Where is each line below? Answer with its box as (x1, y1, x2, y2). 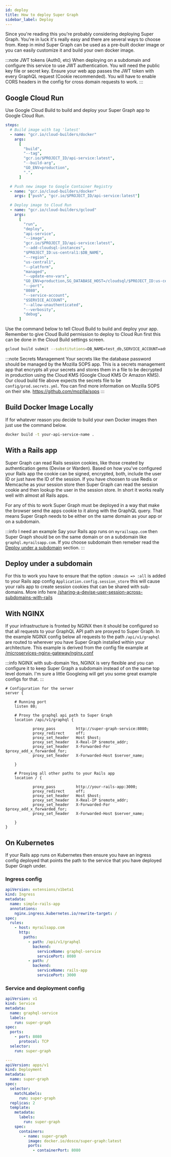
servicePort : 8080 (37, 953, 76, 959)
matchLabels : (14, 1091, 42, 1096)
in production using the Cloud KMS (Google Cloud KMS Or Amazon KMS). (5, 372, 160, 378)
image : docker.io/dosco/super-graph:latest (27, 1138, 122, 1144)
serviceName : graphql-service (37, 949, 101, 954)
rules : (10, 920, 24, 926)
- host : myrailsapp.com (14, 925, 65, 930)
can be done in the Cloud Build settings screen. (5, 336, 105, 343)
